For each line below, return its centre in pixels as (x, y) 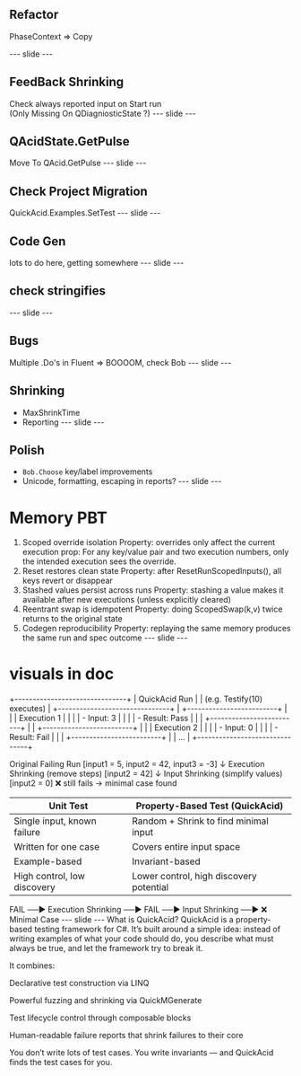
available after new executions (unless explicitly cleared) (126, 600)
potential (150, 887)
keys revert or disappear (68, 581)
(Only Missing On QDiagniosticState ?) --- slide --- (103, 113)
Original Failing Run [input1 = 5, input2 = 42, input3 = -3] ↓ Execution (137, 764)
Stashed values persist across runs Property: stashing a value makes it (153, 590)
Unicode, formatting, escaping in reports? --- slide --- (122, 481)
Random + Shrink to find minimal (200, 821)
